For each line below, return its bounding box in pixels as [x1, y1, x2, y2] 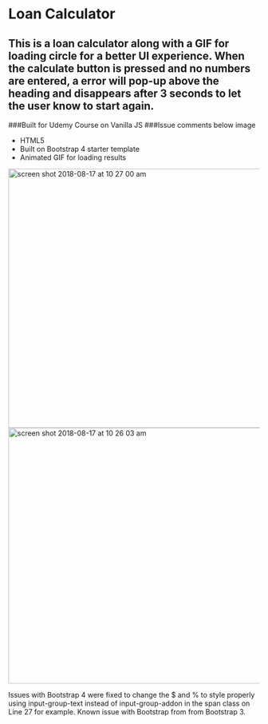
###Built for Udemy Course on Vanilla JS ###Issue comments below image [8, 121, 256, 129]
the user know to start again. [8, 99, 154, 113]
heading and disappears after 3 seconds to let [8, 86, 242, 100]
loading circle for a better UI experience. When [8, 49, 245, 62]
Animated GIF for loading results [19, 153, 126, 162]
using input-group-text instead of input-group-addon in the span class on [8, 698, 250, 708]
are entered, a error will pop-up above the [8, 74, 219, 88]
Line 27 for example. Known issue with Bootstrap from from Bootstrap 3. [8, 707, 246, 716]
